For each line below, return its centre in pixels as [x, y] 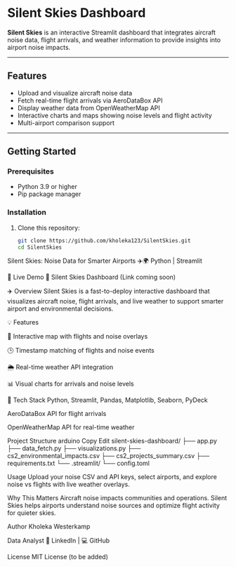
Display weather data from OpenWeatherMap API [88, 107]
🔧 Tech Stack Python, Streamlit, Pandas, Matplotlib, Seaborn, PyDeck [108, 400]
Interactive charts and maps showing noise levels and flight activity [114, 115]
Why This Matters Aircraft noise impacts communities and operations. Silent [117, 498]
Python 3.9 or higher [47, 187]
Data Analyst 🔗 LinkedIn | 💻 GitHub [59, 541]
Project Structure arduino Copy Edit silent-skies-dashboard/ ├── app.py [112, 441]
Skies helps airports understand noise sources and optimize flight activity [113, 506]
